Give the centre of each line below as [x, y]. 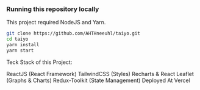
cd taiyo [17, 39]
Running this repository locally [53, 9]
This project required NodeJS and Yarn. [56, 22]
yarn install [23, 45]
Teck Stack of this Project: [39, 62]
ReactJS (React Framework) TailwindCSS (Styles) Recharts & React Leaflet [100, 74]
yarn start [20, 50]
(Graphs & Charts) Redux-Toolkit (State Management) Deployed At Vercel [98, 80]
